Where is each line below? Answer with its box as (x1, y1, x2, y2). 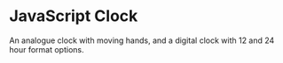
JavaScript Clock (9, 6, 138, 26)
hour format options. (9, 44, 84, 54)
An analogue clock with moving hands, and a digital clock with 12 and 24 (9, 35, 275, 45)
